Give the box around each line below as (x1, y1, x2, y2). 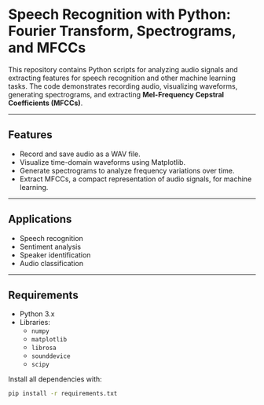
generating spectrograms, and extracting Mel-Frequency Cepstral (8, 89, 225, 99)
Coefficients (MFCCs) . (8, 98, 83, 108)
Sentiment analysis (19, 242, 81, 251)
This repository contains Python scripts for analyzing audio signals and (8, 64, 238, 74)
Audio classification (19, 258, 84, 268)
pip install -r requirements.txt (8, 390, 118, 398)
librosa (31, 344, 57, 352)
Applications (8, 213, 72, 226)
